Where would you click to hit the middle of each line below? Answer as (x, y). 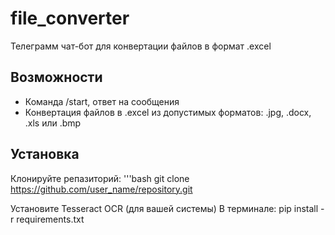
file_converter (70, 18)
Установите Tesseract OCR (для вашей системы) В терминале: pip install (164, 208)
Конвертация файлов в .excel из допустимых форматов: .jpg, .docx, (168, 112)
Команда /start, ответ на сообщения (102, 101)
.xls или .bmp (53, 123)
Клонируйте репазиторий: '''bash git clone (100, 178)
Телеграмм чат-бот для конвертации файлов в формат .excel (141, 46)
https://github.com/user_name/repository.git (101, 189)
